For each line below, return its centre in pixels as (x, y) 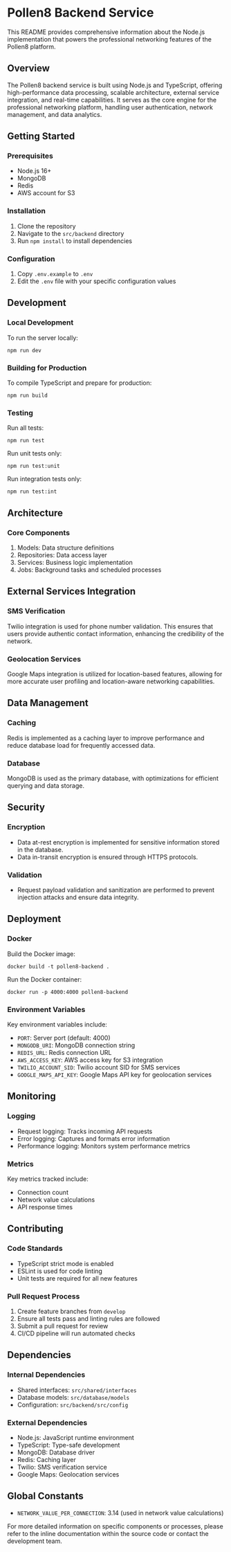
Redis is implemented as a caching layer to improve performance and (106, 738)
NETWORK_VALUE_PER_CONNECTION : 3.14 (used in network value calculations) (120, 1513)
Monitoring (32, 1096)
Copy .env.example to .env (55, 274)
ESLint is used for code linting (59, 1271)
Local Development (40, 323)
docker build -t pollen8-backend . (58, 966)
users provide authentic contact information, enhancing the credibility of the (116, 633)
